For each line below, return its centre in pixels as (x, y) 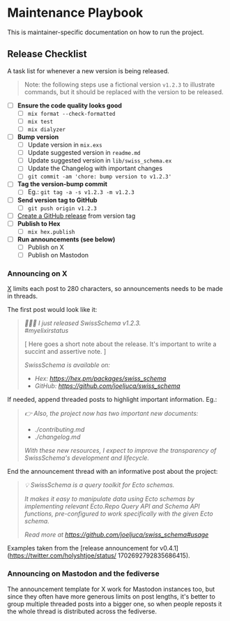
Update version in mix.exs (65, 145)
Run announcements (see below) (66, 239)
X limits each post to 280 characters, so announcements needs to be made (115, 289)
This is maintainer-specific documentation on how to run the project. (106, 32)
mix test (40, 121)
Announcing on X (37, 274)
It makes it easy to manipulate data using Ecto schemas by (109, 499)
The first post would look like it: (52, 310)
